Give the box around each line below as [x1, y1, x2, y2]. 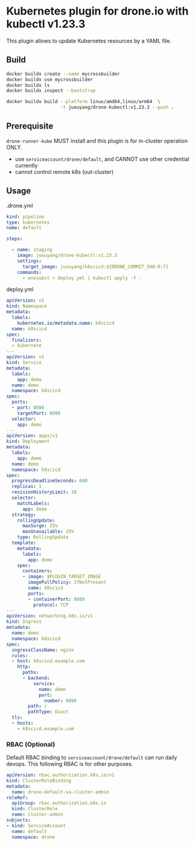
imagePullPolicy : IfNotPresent [28, 579, 107, 585]
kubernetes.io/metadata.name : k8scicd [17, 320, 115, 326]
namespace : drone [11, 834, 56, 840]
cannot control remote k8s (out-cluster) [14, 168, 113, 175]
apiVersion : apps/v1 [6, 433, 59, 439]
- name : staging [11, 247, 53, 253]
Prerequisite [6, 121, 54, 132]
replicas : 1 [11, 484, 42, 490]
